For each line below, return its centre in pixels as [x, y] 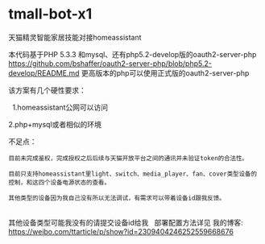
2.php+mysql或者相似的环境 [55, 124]
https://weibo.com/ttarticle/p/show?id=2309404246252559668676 [121, 231]
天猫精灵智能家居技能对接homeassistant [75, 37]
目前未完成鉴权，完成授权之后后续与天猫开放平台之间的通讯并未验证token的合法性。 [128, 158]
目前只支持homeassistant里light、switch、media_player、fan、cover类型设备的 [133, 174]
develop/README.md [44, 72]
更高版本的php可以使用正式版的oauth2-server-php [165, 72]
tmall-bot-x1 [50, 14]
